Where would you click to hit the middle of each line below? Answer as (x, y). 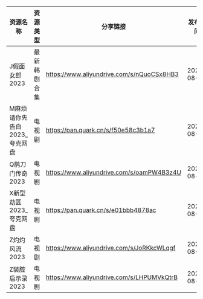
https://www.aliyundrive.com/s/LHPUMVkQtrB (112, 277)
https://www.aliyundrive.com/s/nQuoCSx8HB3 (112, 74)
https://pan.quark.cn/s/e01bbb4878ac (101, 210)
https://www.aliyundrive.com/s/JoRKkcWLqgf (111, 248)
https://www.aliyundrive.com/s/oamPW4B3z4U (113, 172)
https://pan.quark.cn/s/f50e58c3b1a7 (100, 130)
